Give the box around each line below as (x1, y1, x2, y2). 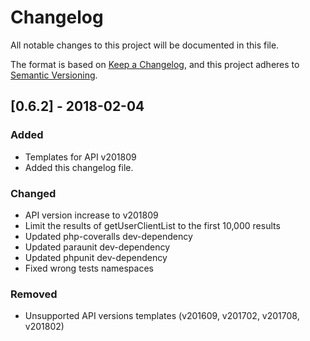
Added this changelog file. (24, 161, 134, 173)
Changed (10, 186, 57, 200)
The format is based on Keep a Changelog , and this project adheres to (10, 58, 300, 70)
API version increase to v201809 (24, 209, 159, 221)
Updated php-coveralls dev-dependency (24, 230, 193, 242)
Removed (10, 287, 58, 301)
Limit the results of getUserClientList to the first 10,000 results (24, 219, 281, 231)
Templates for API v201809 (24, 151, 137, 163)
